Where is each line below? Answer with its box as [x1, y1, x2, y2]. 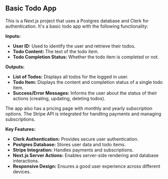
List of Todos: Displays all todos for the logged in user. [12, 74, 129, 80]
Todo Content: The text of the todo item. [12, 48, 99, 54]
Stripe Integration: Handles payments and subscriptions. [12, 147, 134, 153]
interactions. [12, 158, 39, 164]
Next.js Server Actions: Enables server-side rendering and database [12, 152, 159, 158]
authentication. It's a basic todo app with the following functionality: [5, 23, 149, 29]
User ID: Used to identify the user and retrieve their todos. [12, 43, 136, 49]
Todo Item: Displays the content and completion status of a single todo [12, 79, 163, 85]
